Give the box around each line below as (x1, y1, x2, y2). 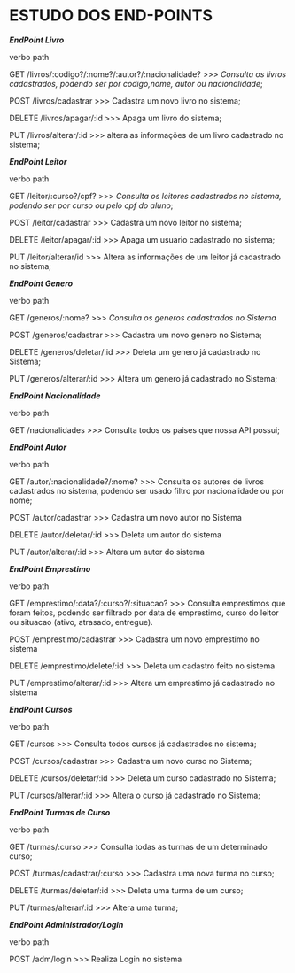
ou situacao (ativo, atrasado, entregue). (9, 616, 153, 627)
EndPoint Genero (9, 278, 74, 289)
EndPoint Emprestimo (9, 563, 91, 574)
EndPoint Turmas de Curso (9, 807, 111, 817)
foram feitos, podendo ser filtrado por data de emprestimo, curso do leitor (9, 607, 279, 618)
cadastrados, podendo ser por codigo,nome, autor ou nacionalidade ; (9, 78, 263, 89)
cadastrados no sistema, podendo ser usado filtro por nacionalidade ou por (9, 485, 285, 496)
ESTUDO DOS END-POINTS (9, 5, 213, 26)
